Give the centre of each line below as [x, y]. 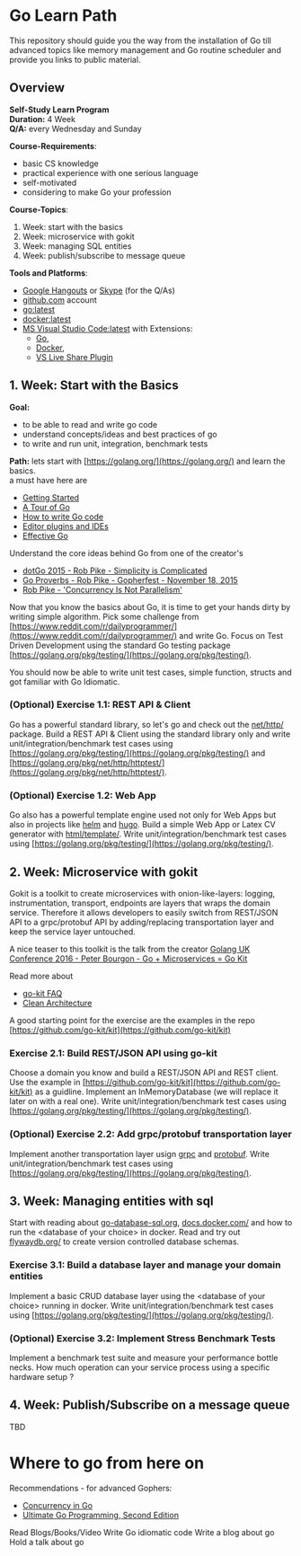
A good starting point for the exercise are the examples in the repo [133, 1020]
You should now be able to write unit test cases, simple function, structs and [150, 672]
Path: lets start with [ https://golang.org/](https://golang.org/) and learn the [147, 461]
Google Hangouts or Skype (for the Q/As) [98, 290]
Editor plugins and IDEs [66, 526]
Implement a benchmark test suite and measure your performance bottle [144, 1357]
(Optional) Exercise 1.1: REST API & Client [100, 704]
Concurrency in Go [57, 1505]
